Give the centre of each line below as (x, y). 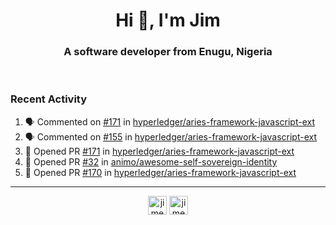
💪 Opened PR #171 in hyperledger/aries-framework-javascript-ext (159, 151)
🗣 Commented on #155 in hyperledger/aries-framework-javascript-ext (170, 136)
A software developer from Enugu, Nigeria (168, 52)
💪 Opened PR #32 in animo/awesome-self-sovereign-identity (151, 161)
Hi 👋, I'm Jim (168, 20)
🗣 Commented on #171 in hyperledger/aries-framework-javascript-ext (170, 121)
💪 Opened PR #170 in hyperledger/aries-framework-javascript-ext (160, 172)
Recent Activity (49, 99)
